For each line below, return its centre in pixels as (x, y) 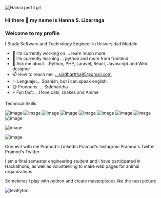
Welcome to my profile (32, 33)
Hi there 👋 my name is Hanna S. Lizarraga (55, 20)
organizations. (20, 172)
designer (21, 69)
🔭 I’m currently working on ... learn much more (59, 53)
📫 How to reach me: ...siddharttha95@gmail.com (62, 74)
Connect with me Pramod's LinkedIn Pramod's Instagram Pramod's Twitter (80, 147)
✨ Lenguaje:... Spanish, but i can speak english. (60, 81)
